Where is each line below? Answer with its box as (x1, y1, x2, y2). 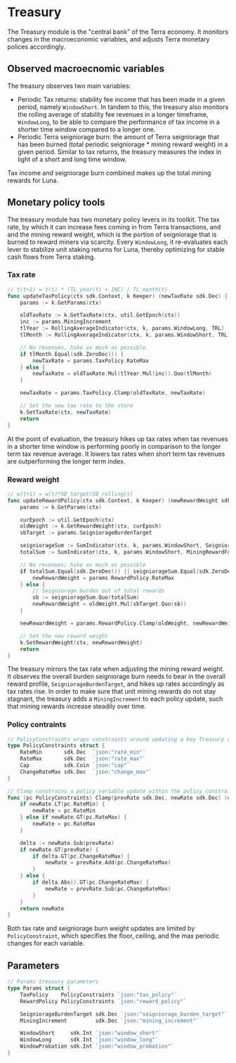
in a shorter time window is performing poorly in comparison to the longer (7, 442, 221, 450)
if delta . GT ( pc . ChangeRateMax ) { (32, 853, 131, 860)
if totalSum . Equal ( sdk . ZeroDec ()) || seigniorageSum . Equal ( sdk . (20, 568, 212, 575)
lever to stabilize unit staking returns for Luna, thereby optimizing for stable (7, 245, 225, 253)
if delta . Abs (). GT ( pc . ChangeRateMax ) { (32, 879, 150, 886)
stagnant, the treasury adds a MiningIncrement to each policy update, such (7, 694, 223, 704)
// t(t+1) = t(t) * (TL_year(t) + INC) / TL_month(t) (7, 286, 169, 293)
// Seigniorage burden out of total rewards (32, 587, 165, 594)
